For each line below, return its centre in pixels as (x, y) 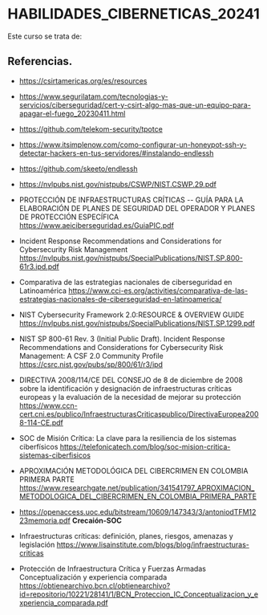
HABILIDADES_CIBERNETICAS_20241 (133, 14)
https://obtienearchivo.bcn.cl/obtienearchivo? (95, 585)
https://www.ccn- (48, 405)
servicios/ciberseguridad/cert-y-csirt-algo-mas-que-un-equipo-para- (135, 104)
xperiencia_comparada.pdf (64, 602)
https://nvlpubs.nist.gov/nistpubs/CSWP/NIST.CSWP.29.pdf (118, 184)
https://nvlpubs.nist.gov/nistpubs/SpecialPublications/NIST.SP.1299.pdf (137, 323)
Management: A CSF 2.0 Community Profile (91, 356)
